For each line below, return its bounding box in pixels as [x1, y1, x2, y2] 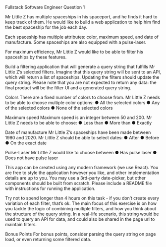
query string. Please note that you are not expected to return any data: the [5, 79, 157, 85]
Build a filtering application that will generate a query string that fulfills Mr [5, 64, 155, 69]
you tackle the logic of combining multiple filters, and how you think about [5, 206, 157, 211]
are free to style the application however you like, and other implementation [5, 170, 160, 176]
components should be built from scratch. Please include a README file [5, 181, 152, 186]
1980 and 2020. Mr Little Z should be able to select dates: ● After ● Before [5, 135, 160, 140]
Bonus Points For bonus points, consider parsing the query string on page [5, 231, 156, 237]
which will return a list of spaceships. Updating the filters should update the [5, 74, 160, 80]
